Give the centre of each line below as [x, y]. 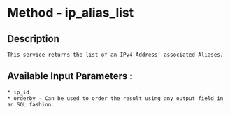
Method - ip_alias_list [71, 13]
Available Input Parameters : [70, 76]
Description [33, 39]
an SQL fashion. [31, 104]
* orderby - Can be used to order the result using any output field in [115, 98]
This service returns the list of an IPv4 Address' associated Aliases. [115, 55]
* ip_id [19, 92]
